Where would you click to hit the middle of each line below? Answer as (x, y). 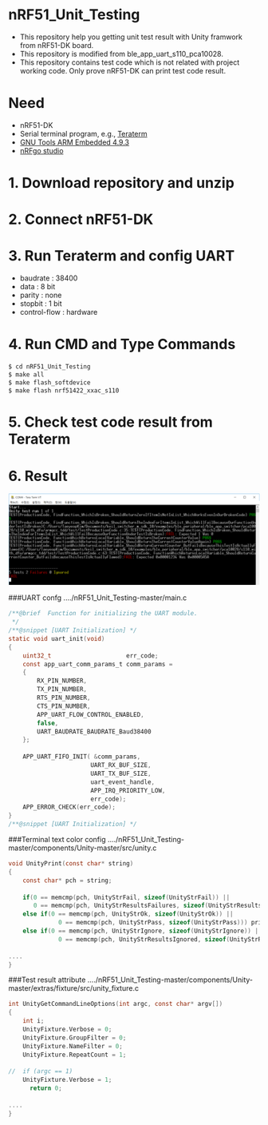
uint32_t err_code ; (91, 656)
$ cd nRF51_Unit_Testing (49, 367)
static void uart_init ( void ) (57, 638)
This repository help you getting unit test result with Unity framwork (131, 37)
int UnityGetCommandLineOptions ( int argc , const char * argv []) (116, 1004)
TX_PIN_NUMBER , (62, 690)
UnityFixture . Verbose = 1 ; (67, 1080)
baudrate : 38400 (49, 278)
